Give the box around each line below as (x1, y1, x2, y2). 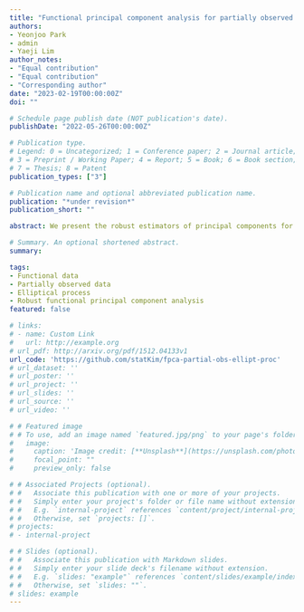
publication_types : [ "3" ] (9, 172, 107, 181)
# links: (9, 321, 43, 330)
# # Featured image (9, 422, 83, 431)
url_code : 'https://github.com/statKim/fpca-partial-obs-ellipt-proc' (9, 355, 281, 364)
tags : (9, 263, 30, 272)
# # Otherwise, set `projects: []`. (9, 513, 156, 523)
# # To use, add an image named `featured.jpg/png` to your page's (9, 430, 270, 439)
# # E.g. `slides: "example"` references (9, 572, 176, 581)
